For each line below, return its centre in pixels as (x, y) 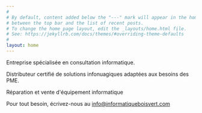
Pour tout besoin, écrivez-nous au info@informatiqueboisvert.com (88, 103)
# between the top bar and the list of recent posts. (75, 23)
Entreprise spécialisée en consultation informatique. (71, 62)
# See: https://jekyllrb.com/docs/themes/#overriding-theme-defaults (95, 34)
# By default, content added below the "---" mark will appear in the (96, 17)
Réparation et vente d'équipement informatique (65, 92)
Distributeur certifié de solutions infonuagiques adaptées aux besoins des (98, 74)
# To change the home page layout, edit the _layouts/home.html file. (96, 29)
